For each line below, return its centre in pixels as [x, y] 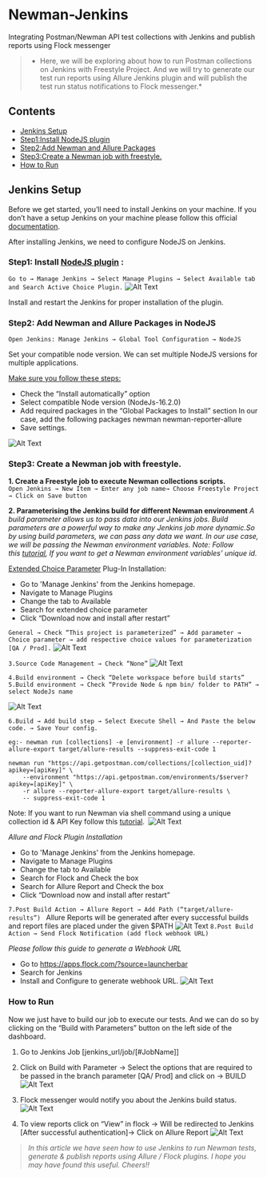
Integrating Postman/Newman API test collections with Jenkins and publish [132, 37]
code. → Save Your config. [53, 728]
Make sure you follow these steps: [65, 378]
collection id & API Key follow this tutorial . [77, 822]
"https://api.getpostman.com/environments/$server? [160, 777]
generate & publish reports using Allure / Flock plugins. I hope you [137, 1156]
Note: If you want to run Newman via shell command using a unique [120, 813]
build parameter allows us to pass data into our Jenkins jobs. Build [118, 519]
